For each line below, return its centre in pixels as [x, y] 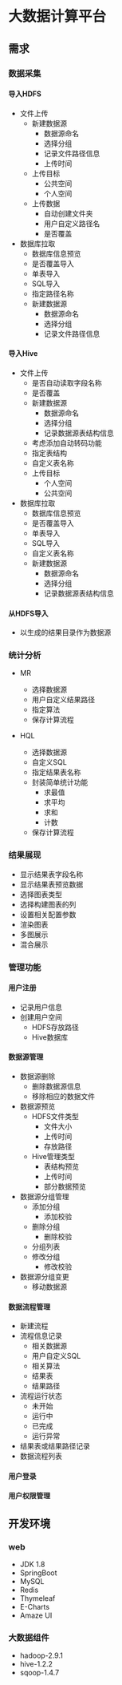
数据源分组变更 [44, 1277]
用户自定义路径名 [72, 223]
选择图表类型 [41, 894]
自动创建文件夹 [68, 213]
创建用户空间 [41, 1017]
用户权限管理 [29, 1496]
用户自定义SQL [56, 1356]
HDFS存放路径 [55, 1027]
